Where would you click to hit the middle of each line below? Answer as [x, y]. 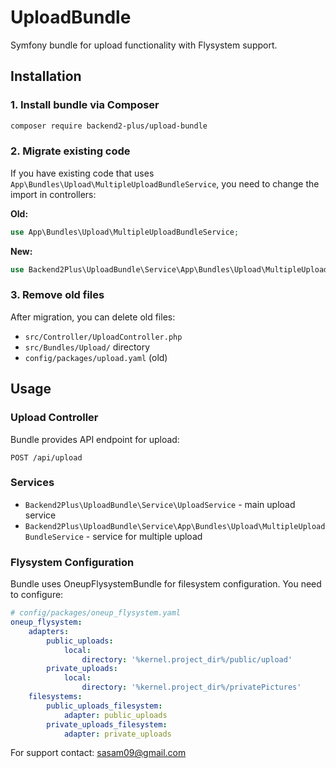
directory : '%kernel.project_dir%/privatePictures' [191, 687]
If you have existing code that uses [82, 173]
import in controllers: [53, 194]
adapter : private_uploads [117, 734]
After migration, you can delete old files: [93, 317]
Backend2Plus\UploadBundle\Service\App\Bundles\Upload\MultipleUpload [175, 526]
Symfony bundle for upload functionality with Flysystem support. [144, 45]
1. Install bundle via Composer [85, 105]
